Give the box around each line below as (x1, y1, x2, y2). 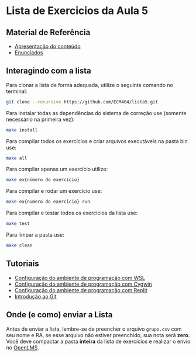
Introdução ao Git (14, 293, 57, 300)
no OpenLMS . (6, 344, 39, 351)
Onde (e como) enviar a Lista (6, 310, 113, 320)
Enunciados (14, 49, 43, 56)
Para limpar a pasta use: (6, 231, 64, 238)
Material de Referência (6, 27, 91, 37)
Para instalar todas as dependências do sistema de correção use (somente (6, 109, 187, 116)
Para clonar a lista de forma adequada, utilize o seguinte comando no (6, 81, 174, 88)
